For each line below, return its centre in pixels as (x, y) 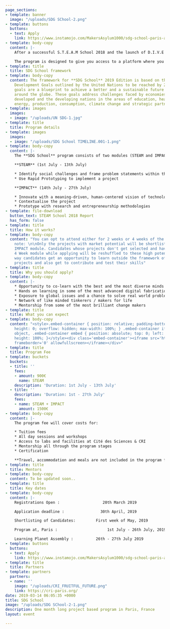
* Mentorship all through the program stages (63, 446)
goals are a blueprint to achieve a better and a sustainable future (89, 90)
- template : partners (28, 572)
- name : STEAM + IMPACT (39, 404)
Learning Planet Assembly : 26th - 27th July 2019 (79, 539)
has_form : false (27, 220)
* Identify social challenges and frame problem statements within (87, 174)
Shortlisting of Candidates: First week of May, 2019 (81, 521)
